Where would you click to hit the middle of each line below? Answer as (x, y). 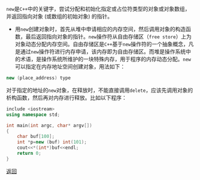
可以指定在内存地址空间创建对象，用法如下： (70, 67)
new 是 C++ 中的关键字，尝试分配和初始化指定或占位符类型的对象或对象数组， (98, 9)
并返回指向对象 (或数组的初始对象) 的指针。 (60, 16)
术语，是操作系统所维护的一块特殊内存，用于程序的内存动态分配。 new (106, 59)
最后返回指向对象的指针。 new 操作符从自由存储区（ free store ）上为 (108, 37)
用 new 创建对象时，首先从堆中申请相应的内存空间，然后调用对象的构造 (100, 29)
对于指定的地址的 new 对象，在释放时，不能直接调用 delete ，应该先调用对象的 (100, 90)
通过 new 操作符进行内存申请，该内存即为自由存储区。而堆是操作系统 (103, 52)
